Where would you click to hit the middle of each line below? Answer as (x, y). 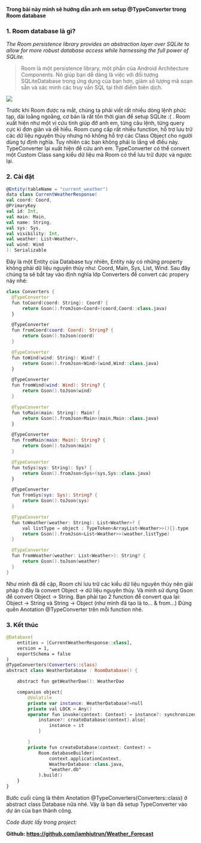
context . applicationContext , (85, 759)
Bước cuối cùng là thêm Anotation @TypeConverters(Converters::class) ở (97, 798)
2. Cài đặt (20, 176)
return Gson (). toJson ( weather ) (61, 562)
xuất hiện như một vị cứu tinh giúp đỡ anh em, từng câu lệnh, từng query (95, 123)
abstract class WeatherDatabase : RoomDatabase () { (72, 671)
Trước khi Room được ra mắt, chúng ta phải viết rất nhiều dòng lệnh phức (96, 110)
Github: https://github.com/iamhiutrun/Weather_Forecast (80, 833)
